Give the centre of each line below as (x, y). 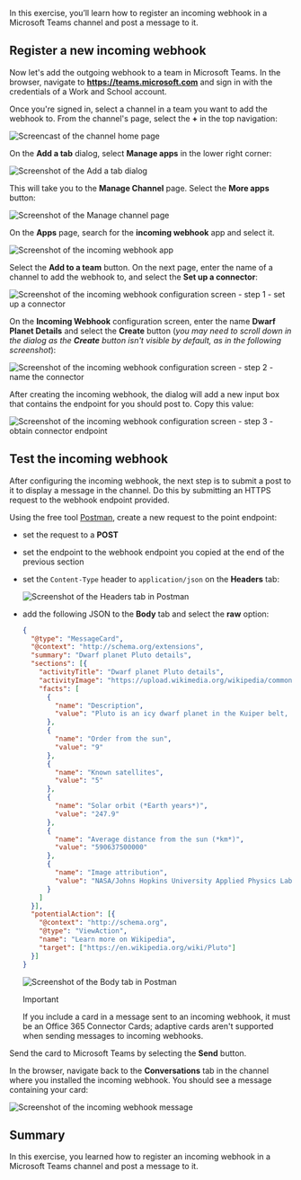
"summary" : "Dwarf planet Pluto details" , (111, 655)
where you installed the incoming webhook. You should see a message (141, 1080)
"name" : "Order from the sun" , (114, 739)
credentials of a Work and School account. (89, 91)
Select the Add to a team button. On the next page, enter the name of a (142, 267)
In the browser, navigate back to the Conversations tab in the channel (139, 1070)
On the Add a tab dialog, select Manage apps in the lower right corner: (141, 153)
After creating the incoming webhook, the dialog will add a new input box (145, 394)
